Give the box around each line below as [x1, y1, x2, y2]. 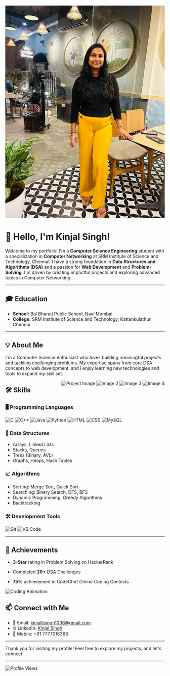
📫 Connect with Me [5, 604, 69, 612]
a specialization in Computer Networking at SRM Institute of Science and [5, 253, 159, 259]
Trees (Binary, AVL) [12, 452, 53, 458]
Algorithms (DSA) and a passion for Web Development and [5, 264, 131, 270]
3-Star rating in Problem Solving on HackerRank [12, 559, 114, 565]
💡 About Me [5, 341, 44, 350]
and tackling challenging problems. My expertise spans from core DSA [5, 360, 153, 366]
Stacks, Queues [12, 446, 46, 453]
